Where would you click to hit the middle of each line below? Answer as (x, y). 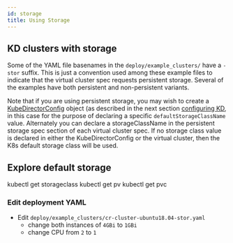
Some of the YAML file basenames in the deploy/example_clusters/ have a (114, 65)
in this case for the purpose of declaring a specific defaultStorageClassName (116, 116)
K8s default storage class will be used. (63, 146)
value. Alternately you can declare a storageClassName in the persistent (111, 124)
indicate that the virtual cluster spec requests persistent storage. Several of (115, 80)
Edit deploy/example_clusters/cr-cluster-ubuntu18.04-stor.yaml (111, 218)
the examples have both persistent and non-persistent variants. (98, 87)
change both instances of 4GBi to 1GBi (82, 225)
